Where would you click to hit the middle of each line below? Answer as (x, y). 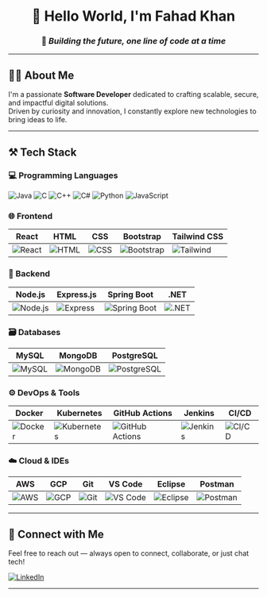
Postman (217, 484)
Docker (29, 414)
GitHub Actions (143, 414)
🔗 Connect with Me (56, 534)
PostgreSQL (135, 355)
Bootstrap (142, 237)
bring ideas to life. (38, 120)
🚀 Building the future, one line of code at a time (133, 41)
